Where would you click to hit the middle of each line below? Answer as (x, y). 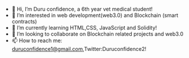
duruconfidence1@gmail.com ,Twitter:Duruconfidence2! (79, 49)
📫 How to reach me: (37, 40)
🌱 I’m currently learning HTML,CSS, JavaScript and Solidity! (84, 28)
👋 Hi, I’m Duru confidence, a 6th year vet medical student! (82, 9)
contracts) (24, 21)
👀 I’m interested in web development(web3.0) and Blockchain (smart (95, 15)
